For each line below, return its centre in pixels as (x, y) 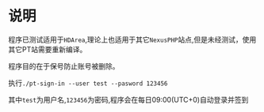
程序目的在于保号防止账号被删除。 (64, 66)
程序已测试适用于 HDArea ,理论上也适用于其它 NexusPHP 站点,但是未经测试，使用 (132, 39)
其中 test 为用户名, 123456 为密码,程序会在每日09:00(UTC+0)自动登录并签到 (128, 99)
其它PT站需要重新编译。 (48, 49)
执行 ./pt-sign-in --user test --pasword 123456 (88, 83)
